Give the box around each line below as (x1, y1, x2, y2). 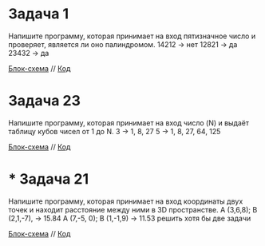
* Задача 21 (8, 170, 89, 188)
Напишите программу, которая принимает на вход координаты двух (8, 196, 243, 206)
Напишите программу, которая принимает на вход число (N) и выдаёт (8, 117, 250, 128)
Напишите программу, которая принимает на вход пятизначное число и (8, 31, 256, 41)
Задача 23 (8, 92, 81, 110)
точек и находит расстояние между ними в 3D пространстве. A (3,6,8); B (8, 204, 258, 214)
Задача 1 (8, 5, 69, 23)
